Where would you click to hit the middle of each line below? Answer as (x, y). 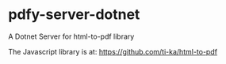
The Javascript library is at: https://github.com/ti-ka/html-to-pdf (113, 51)
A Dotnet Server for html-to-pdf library (71, 36)
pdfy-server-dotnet (74, 15)
